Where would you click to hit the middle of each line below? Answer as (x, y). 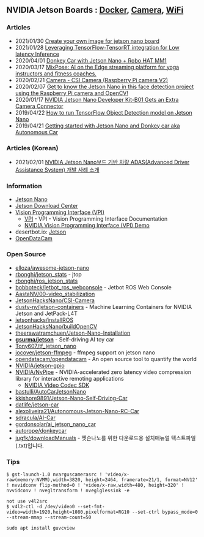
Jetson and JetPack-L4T (46, 313)
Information (24, 186)
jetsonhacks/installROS (44, 320)
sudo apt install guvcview (41, 528)
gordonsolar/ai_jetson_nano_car (56, 424)
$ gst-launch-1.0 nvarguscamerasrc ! (54, 474)
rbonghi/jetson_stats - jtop (49, 274)
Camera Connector (39, 106)
